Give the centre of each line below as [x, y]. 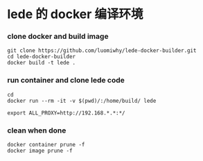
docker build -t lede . [42, 63]
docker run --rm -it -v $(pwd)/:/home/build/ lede [82, 101]
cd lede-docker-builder [42, 57]
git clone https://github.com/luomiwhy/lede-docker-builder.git [102, 51]
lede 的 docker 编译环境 [75, 14]
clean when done [37, 130]
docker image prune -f [40, 151]
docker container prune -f [46, 145]
